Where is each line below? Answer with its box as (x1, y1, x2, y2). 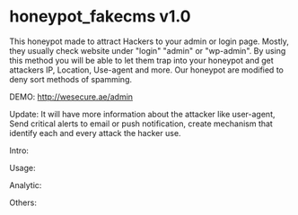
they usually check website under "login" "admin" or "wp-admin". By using (9, 45, 286, 56)
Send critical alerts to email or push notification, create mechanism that (9, 118, 274, 129)
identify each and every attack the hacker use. (9, 127, 181, 138)
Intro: (9, 145, 30, 156)
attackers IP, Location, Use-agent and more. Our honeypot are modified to (9, 64, 285, 75)
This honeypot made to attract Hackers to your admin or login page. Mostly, (9, 36, 290, 47)
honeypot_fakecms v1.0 (9, 6, 191, 27)
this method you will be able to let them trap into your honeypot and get (9, 55, 274, 65)
